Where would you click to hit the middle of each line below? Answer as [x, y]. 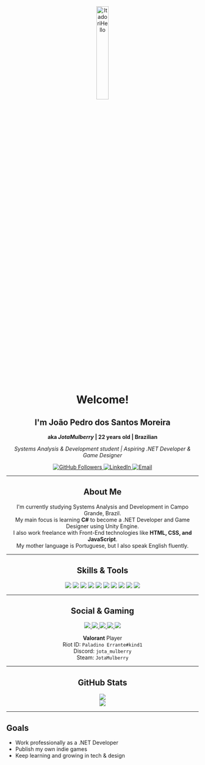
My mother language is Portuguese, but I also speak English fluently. [103, 545]
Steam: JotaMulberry [103, 658]
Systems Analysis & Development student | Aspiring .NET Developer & [103, 449]
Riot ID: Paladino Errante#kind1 [103, 645]
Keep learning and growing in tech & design [70, 756]
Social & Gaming [103, 611]
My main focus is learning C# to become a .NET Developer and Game [103, 520]
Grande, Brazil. [103, 513]
